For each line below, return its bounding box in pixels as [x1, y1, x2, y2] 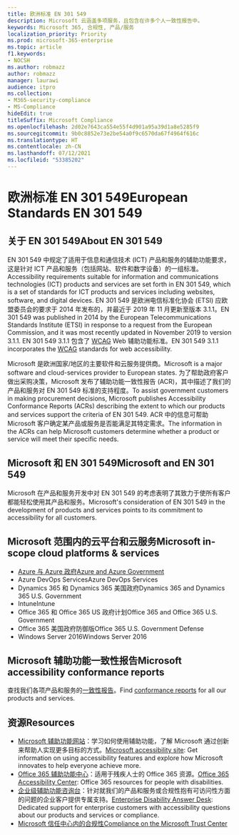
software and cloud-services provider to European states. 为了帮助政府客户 [7, 368, 229, 377]
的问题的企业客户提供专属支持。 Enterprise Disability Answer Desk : [17, 795, 213, 804]
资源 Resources [7, 717, 75, 729]
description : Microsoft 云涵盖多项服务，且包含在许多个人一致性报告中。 [7, 17, 203, 24]
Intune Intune [17, 599, 56, 607]
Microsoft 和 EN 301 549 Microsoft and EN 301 [7, 457, 215, 470]
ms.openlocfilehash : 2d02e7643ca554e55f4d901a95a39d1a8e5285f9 [7, 123, 200, 131]
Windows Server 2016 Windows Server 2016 [17, 632, 148, 641]
